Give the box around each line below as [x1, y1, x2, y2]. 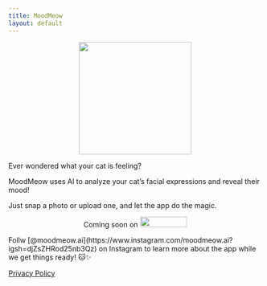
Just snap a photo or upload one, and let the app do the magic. [8, 200, 217, 210]
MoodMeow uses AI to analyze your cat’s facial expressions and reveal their [8, 176, 260, 186]
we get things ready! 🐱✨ [8, 252, 92, 262]
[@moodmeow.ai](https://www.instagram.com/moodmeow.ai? [27, 235, 233, 245]
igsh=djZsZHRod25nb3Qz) [8, 243, 97, 253]
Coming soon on [83, 219, 138, 229]
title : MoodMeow [8, 11, 63, 20]
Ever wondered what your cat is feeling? [8, 161, 142, 170]
